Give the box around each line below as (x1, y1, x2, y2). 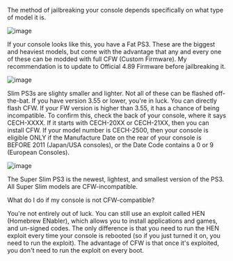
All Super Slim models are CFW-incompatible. (7, 183, 138, 190)
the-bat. (7, 96, 31, 105)
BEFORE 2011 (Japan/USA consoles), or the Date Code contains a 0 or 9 (7, 141, 214, 149)
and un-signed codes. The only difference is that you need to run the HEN (7, 224, 219, 232)
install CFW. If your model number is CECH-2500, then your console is (7, 126, 209, 134)
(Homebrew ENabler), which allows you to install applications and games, (7, 217, 218, 225)
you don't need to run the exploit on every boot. (7, 246, 145, 254)
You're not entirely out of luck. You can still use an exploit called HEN (7, 210, 205, 217)
